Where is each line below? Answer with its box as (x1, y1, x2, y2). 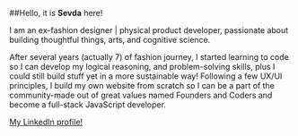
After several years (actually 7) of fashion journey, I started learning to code (9, 52, 289, 62)
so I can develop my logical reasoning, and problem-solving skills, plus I (9, 62, 276, 72)
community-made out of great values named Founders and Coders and (9, 89, 273, 100)
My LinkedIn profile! (9, 116, 83, 127)
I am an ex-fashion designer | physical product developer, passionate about (9, 25, 289, 35)
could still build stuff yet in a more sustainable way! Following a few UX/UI (9, 71, 283, 81)
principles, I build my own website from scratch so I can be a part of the (9, 81, 276, 90)
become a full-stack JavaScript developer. (9, 99, 166, 110)
